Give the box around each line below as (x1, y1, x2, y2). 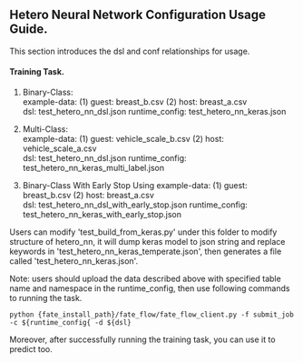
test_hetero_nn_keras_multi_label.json (22, 163, 165, 174)
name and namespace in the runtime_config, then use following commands (9, 283, 290, 294)
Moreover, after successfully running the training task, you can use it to (9, 334, 276, 345)
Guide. (9, 22, 48, 37)
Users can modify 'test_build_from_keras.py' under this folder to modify (9, 227, 278, 237)
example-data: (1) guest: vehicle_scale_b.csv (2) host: (22, 134, 225, 145)
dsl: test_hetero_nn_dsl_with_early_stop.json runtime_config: (22, 199, 248, 210)
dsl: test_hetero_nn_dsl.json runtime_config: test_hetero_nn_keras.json (22, 106, 287, 117)
